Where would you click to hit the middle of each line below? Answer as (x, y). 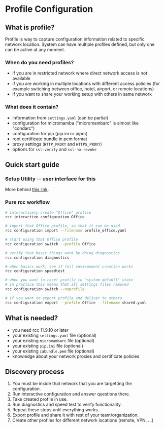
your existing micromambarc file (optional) (53, 340)
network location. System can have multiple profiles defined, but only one (80, 44)
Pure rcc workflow (28, 202)
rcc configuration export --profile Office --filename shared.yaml (76, 303)
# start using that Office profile (42, 240)
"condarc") (23, 128)
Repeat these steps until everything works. (56, 410)
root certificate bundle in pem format (49, 139)
